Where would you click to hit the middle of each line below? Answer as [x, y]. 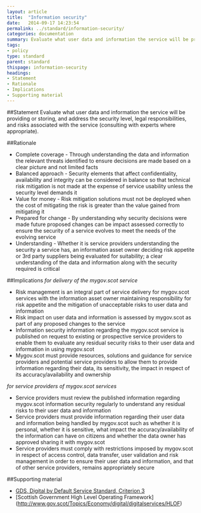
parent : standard [28, 62]
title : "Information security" [47, 17]
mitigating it [30, 211]
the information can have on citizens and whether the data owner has [101, 436]
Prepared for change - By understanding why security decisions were [101, 218]
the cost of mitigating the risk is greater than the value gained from [98, 205]
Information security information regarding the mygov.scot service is [100, 330]
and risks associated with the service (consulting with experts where [91, 125]
